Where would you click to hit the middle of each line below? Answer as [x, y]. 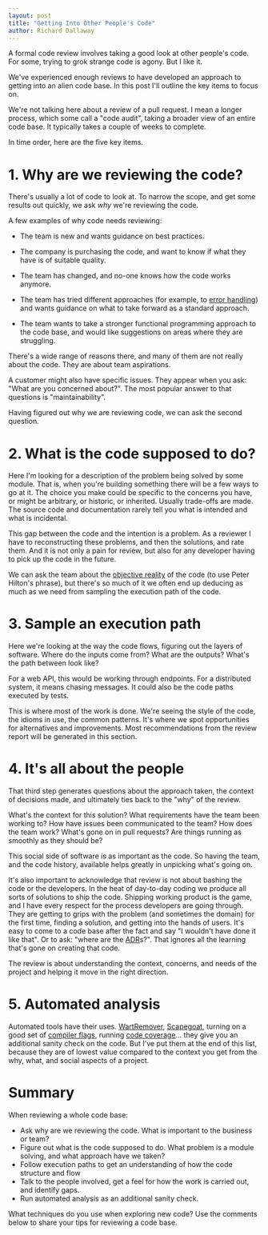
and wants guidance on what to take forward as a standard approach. [134, 308]
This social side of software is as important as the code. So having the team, [134, 856]
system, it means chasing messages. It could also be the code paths [121, 687]
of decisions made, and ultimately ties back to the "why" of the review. [125, 800]
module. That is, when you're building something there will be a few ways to [134, 484]
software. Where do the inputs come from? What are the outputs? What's [129, 655]
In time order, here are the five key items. [76, 142]
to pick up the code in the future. [62, 559]
